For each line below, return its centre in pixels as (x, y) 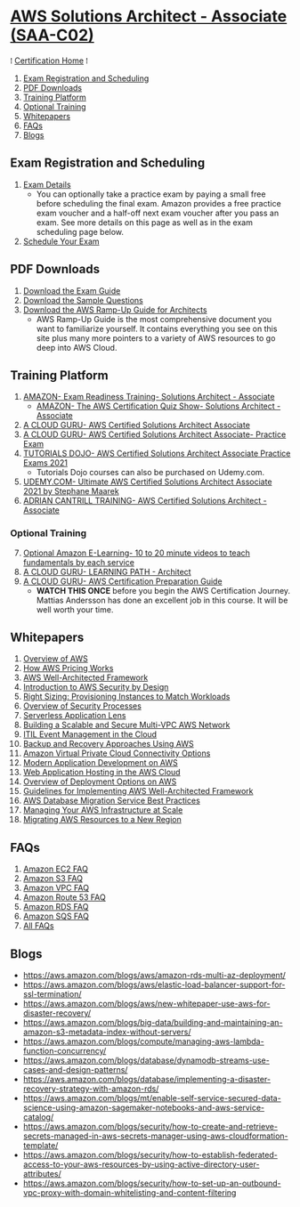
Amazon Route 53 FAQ (64, 897)
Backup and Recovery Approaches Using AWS (108, 744)
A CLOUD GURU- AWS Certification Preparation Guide (122, 581)
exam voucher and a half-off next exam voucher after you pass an (158, 213)
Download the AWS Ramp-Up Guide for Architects (115, 310)
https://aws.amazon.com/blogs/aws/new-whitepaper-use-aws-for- (146, 1004)
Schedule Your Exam (61, 241)
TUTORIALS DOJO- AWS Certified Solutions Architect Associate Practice (157, 454)
